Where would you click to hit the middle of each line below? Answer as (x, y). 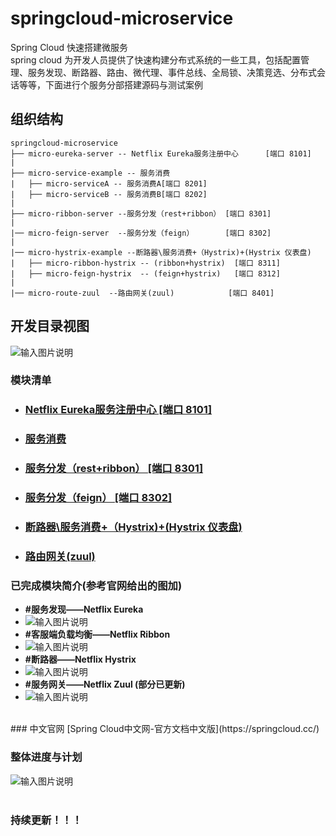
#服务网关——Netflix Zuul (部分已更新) (105, 684)
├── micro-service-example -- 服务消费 (90, 173)
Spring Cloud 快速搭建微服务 (69, 47)
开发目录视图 (50, 326)
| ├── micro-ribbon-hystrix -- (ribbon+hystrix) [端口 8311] (145, 263)
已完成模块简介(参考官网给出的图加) (96, 585)
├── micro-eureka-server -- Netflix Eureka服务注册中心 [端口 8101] (161, 153)
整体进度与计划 (46, 757)
